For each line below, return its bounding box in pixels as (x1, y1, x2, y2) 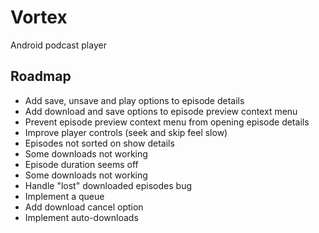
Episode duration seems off (24, 158, 139, 170)
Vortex (10, 6, 68, 29)
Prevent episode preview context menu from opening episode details (24, 116, 310, 128)
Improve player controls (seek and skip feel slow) (24, 126, 228, 138)
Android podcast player (10, 39, 107, 51)
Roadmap (10, 68, 72, 85)
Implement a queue (24, 190, 105, 202)
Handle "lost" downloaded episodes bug (24, 179, 193, 191)
